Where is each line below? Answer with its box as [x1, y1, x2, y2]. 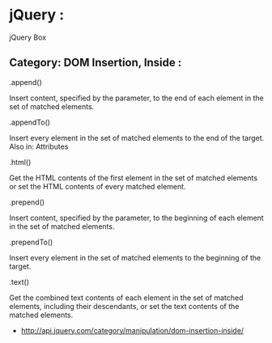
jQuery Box [9, 32, 47, 42]
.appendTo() [9, 117, 51, 127]
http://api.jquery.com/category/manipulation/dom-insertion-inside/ [20, 325, 244, 335]
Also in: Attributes [9, 142, 69, 151]
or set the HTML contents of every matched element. [9, 181, 186, 191]
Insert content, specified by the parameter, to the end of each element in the [9, 93, 264, 103]
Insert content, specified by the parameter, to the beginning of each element [9, 213, 264, 222]
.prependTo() [9, 237, 53, 247]
